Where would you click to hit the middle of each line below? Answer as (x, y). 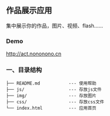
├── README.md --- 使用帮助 (52, 83)
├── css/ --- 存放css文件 (55, 102)
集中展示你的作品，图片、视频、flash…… (55, 26)
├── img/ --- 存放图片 (52, 96)
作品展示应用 (29, 10)
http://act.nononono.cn (34, 54)
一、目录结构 (24, 70)
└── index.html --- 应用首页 (52, 108)
